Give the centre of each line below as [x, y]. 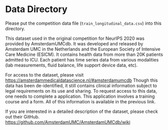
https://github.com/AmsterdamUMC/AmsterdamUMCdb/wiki [68, 122]
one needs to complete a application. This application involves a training [80, 96]
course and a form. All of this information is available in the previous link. [80, 101]
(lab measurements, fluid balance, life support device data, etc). [71, 65]
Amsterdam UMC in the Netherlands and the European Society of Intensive [83, 49]
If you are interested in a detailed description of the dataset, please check [82, 111]
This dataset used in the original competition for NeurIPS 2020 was [75, 38]
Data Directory [36, 9]
